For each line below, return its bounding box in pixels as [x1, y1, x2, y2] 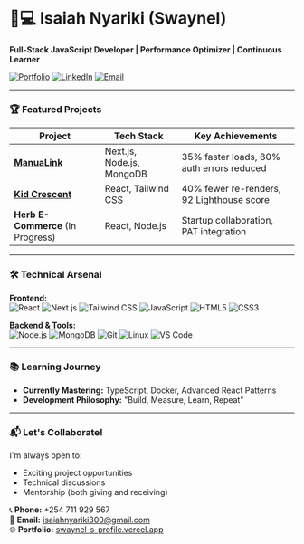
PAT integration [181, 225, 247, 238]
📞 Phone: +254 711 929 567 [9, 504, 110, 515]
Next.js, [104, 145, 138, 157]
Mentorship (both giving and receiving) [22, 487, 169, 498]
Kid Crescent [14, 188, 72, 201]
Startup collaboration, [181, 215, 274, 227]
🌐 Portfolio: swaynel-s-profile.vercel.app [9, 524, 164, 535]
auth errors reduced [181, 162, 267, 175]
